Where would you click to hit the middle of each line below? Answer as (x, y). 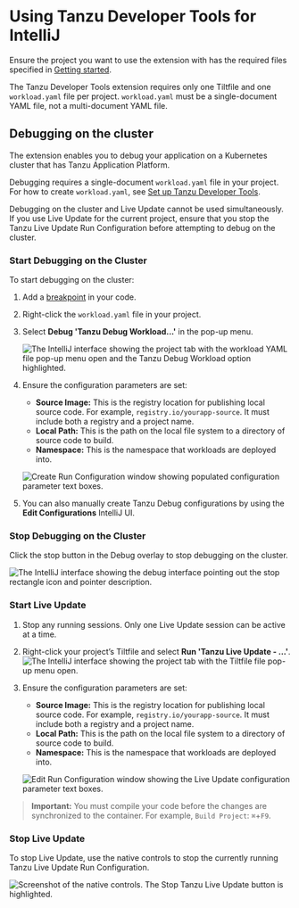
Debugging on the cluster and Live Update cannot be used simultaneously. (146, 209)
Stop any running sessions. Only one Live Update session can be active (154, 624)
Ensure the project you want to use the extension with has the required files (148, 60)
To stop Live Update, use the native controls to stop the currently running (144, 857)
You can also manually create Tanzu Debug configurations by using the (153, 504)
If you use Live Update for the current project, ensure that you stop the (139, 218)
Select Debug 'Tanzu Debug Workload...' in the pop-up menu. (137, 332)
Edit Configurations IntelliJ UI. (79, 513)
